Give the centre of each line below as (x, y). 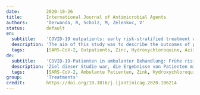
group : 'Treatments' (42, 77)
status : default (36, 28)
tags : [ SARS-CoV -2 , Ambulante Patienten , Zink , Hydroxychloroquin (105, 72)
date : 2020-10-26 (40, 12)
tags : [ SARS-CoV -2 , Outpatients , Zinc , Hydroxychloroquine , (97, 50)
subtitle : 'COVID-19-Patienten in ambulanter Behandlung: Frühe (97, 61)
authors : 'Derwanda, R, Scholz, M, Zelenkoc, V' (76, 22)
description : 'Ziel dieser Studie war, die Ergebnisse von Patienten (99, 66)
